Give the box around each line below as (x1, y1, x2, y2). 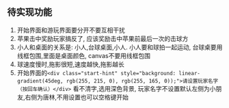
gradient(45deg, (16, 77, 64, 84)
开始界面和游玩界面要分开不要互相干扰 (16, 26, 125, 34)
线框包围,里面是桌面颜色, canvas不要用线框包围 (16, 51, 150, 59)
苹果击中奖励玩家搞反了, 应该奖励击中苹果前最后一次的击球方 (16, 34, 189, 42)
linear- (178, 70, 200, 77)
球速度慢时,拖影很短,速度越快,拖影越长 (16, 60, 124, 68)
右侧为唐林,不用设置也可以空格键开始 (25, 93, 129, 101)
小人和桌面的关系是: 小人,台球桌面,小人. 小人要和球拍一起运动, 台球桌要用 (16, 43, 223, 51)
